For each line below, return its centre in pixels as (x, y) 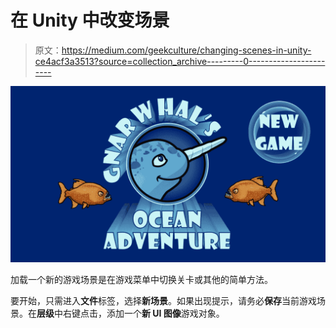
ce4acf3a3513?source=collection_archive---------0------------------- (180, 61)
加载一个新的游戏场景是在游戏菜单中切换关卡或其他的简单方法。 (141, 280)
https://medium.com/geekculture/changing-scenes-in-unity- (186, 50)
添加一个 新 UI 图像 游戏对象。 (165, 313)
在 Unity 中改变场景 (90, 20)
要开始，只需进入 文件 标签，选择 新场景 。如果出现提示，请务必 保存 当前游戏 (163, 301)
